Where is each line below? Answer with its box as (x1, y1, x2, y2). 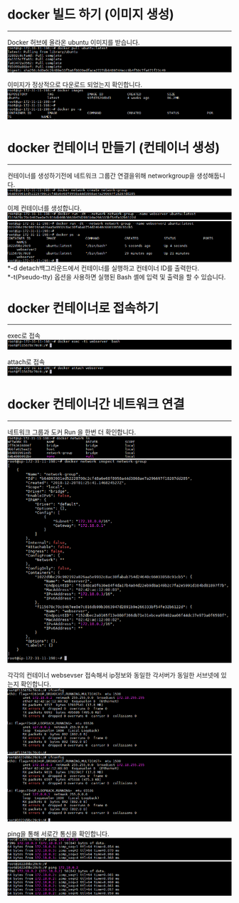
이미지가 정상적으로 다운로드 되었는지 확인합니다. (7, 80, 143, 89)
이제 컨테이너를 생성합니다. (7, 204, 82, 213)
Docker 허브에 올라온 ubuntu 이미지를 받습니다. (7, 38, 140, 46)
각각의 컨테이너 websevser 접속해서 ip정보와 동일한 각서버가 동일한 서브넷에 (7, 670, 220, 679)
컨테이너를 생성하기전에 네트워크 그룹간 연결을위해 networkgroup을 (7, 171, 196, 180)
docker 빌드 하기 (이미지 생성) (7, 6, 174, 23)
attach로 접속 (7, 357, 45, 366)
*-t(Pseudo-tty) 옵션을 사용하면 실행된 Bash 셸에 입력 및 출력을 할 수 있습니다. (7, 272, 226, 281)
